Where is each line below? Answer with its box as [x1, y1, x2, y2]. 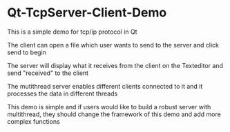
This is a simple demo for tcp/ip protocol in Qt [7, 27, 137, 36]
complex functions [7, 117, 60, 125]
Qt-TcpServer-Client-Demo [7, 5, 167, 21]
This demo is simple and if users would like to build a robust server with [7, 102, 211, 111]
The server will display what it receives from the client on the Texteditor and [7, 61, 223, 69]
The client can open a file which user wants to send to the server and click [7, 41, 220, 49]
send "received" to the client [7, 69, 88, 77]
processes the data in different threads [7, 89, 118, 98]
